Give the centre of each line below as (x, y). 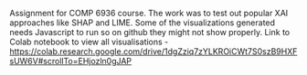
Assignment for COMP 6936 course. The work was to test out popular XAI (149, 13)
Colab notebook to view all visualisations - (89, 42)
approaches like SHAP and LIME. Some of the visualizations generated (143, 23)
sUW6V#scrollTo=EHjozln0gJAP (71, 61)
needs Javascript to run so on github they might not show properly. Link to (150, 32)
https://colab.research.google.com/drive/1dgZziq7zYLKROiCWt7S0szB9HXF (153, 52)
